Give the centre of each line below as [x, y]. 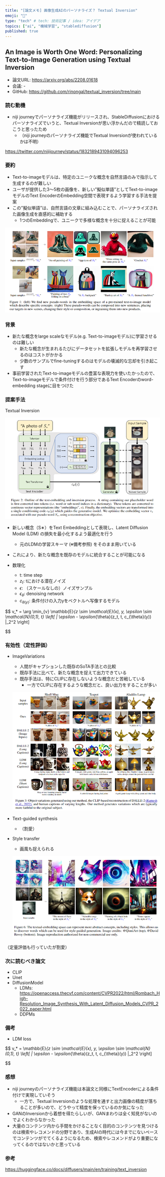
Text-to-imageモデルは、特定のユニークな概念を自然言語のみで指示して [85, 177]
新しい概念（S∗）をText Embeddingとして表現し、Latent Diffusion [80, 528]
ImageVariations [28, 656]
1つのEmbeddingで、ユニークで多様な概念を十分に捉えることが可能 [88, 220]
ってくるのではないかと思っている [46, 1144]
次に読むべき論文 [25, 961]
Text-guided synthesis [35, 819]
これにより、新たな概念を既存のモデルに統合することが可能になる [79, 555]
